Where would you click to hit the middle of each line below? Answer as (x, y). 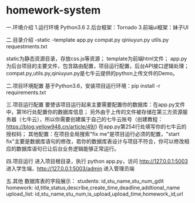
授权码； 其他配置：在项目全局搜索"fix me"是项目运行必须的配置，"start (93, 134)
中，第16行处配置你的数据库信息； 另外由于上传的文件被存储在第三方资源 (95, 112)
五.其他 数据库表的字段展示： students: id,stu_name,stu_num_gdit (85, 181)
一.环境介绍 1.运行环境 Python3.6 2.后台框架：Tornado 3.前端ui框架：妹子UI (97, 27)
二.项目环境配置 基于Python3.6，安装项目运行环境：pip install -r (83, 85)
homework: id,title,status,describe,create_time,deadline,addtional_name (93, 187)
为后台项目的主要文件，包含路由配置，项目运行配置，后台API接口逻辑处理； (98, 66)
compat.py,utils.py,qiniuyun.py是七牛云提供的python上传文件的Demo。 (92, 73)
